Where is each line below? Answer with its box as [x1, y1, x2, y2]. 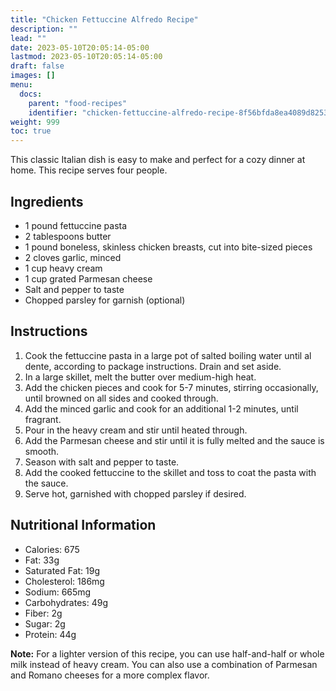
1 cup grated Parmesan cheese [24, 272, 153, 285]
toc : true [10, 126, 52, 136]
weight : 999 [10, 117, 60, 127]
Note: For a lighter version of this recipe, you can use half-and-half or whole [10, 647, 325, 660]
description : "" [10, 24, 78, 34]
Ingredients [10, 193, 84, 210]
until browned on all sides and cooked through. [24, 392, 219, 404]
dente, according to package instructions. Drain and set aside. [24, 360, 282, 372]
